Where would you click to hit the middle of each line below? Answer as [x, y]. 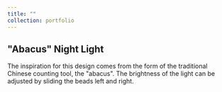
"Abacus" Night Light [56, 49]
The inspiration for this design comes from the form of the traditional [107, 66]
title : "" [22, 14]
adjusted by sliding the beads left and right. [71, 81]
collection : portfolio [41, 21]
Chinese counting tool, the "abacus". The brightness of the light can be [111, 74]
